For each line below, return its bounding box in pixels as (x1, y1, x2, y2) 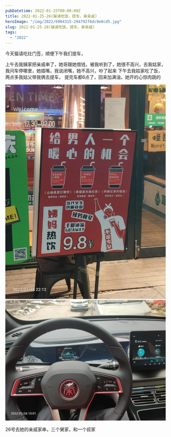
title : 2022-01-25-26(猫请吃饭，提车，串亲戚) (5, 13, 98, 19)
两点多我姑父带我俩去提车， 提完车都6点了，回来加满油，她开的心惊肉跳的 (5, 74, 161, 80)
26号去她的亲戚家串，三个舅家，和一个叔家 (5, 426, 96, 432)
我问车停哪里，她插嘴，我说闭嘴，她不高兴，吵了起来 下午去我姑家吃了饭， (5, 68, 163, 74)
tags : (5, 30, 17, 35)
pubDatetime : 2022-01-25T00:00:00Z (5, 8, 81, 13)
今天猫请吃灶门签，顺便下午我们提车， (5, 51, 85, 56)
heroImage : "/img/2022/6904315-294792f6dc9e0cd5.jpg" (5, 19, 122, 24)
